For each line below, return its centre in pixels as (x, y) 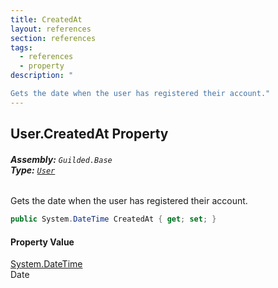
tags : (21, 47)
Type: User (33, 170)
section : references (53, 38)
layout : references (51, 29)
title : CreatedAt (46, 19)
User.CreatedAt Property (89, 134)
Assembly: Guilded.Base (61, 159)
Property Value (42, 242)
